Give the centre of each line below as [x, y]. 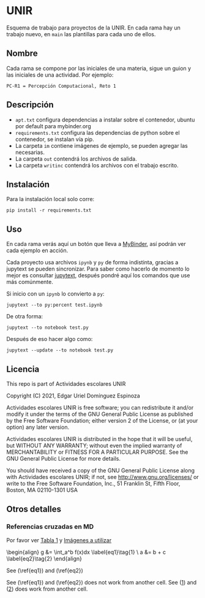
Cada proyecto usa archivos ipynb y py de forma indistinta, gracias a [92, 263]
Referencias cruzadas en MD [50, 527]
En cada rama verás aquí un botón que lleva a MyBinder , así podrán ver [96, 244]
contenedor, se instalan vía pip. [54, 139]
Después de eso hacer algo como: [50, 339]
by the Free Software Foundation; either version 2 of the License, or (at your [102, 420]
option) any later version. [38, 427]
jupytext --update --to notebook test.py [60, 350]
